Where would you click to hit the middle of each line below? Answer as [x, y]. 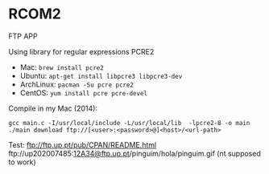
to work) [22, 162]
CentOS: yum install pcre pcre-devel [83, 92]
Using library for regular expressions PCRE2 [81, 51]
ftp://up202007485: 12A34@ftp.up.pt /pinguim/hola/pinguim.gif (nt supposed [135, 153]
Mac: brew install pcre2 [62, 67]
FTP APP [23, 36]
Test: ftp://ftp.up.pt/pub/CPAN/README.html [83, 144]
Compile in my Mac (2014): [53, 108]
